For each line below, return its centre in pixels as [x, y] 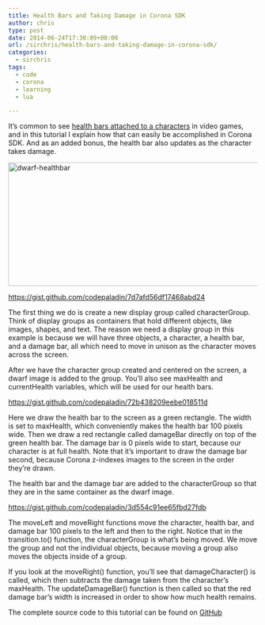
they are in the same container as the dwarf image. [91, 492]
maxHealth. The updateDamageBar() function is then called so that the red [130, 589]
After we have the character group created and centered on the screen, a [128, 370]
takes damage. [32, 151]
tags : [17, 67]
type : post [26, 30]
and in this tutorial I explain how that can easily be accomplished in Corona [130, 135]
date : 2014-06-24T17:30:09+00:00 [63, 38]
